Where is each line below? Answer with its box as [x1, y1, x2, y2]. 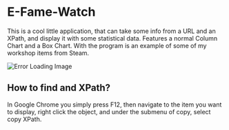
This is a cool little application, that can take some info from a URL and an [7, 27, 216, 35]
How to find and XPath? [7, 82, 111, 94]
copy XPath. [7, 115, 42, 123]
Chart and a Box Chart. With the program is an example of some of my [7, 41, 207, 50]
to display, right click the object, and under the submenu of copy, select [7, 107, 211, 116]
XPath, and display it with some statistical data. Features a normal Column [7, 34, 218, 42]
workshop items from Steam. [7, 49, 90, 57]
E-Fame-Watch [7, 4, 96, 20]
